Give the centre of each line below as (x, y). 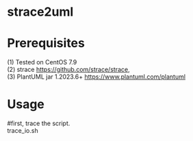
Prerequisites (46, 43)
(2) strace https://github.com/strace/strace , (68, 70)
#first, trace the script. (39, 123)
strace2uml (40, 12)
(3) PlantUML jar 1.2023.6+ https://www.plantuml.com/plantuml (96, 77)
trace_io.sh (23, 131)
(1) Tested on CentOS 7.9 (42, 62)
